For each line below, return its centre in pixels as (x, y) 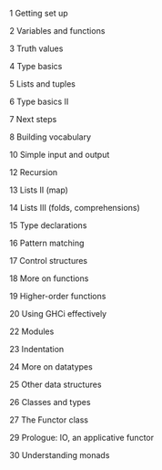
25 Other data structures (56, 384)
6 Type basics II (39, 101)
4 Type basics (36, 66)
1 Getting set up (39, 13)
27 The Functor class (49, 420)
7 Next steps (33, 119)
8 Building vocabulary (51, 137)
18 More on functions (49, 278)
